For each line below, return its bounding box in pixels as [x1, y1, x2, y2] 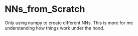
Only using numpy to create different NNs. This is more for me [5, 20, 133, 26]
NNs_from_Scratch [5, 3, 85, 15]
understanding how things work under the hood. [5, 25, 105, 31]
